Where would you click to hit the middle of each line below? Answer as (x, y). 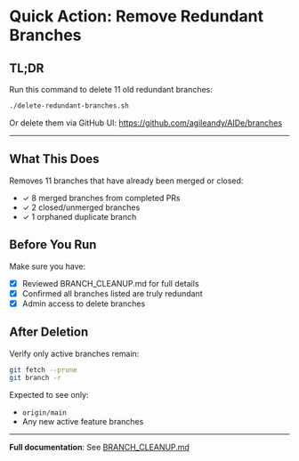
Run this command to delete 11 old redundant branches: (111, 89)
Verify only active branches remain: (74, 353)
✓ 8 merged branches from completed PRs (101, 198)
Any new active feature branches (83, 422)
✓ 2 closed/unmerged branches (81, 207)
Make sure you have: (48, 266)
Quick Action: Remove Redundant (137, 16)
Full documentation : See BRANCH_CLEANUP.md (99, 448)
